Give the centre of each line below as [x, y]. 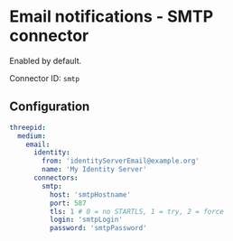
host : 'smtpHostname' [90, 195]
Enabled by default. [46, 60]
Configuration [50, 107]
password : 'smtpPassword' [98, 228]
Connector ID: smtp [44, 78]
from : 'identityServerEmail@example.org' [121, 161]
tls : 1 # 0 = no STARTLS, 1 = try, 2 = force [136, 211]
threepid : [28, 127]
